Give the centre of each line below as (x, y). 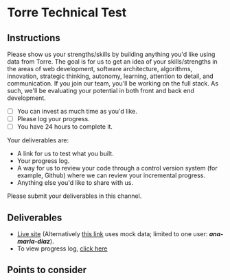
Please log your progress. (54, 119)
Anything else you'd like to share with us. (75, 183)
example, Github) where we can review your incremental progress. (111, 175)
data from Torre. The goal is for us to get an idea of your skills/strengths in (112, 62)
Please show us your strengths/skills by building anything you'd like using (111, 54)
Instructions (34, 38)
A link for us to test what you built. (66, 154)
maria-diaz (33, 241)
